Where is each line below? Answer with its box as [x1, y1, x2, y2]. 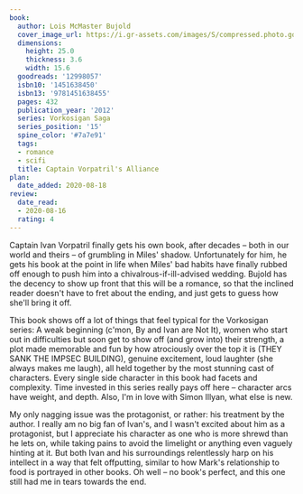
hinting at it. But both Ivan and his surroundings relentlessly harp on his [9, 447, 274, 458]
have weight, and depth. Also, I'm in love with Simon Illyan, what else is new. [9, 391, 293, 402]
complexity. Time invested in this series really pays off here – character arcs [9, 381, 292, 393]
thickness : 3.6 [25, 55, 83, 64]
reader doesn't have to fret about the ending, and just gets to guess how [9, 287, 279, 298]
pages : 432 [17, 97, 59, 107]
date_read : [17, 198, 59, 208]
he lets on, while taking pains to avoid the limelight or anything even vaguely [9, 437, 293, 448]
